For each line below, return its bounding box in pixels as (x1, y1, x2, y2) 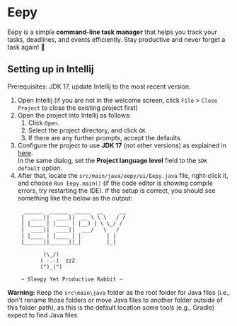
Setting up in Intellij (7, 63, 94, 75)
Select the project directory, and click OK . (28, 125, 147, 135)
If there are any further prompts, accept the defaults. (28, 133, 183, 142)
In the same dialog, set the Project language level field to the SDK (17, 156, 208, 164)
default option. (17, 164, 62, 172)
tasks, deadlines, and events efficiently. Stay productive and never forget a (7, 35, 226, 43)
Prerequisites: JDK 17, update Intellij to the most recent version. (7, 82, 191, 91)
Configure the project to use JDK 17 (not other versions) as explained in (17, 141, 226, 150)
